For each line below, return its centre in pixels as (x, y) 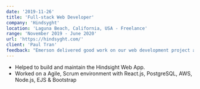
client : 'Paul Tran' (32, 45)
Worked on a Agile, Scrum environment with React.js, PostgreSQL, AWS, (103, 73)
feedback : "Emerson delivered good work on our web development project (98, 50)
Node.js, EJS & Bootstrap (46, 80)
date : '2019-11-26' (30, 12)
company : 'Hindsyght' (33, 23)
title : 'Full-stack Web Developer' (50, 17)
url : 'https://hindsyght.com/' (45, 39)
